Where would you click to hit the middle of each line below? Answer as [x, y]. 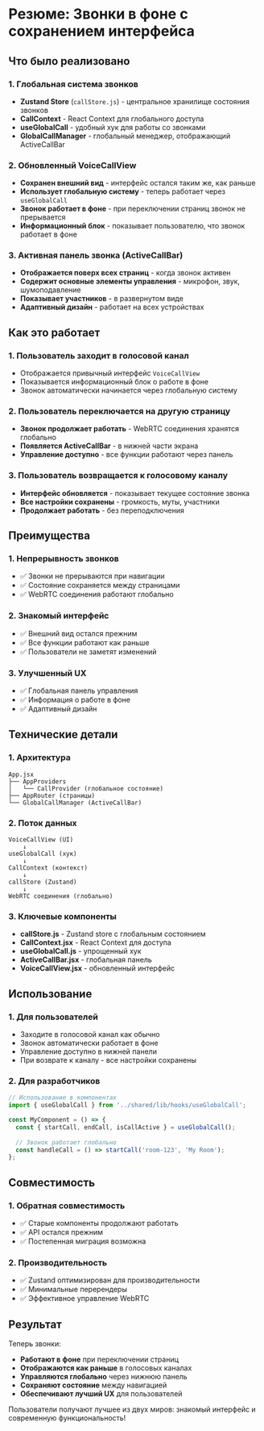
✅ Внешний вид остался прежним [78, 633]
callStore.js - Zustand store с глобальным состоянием [113, 934]
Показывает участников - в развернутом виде [101, 299]
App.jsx [21, 774]
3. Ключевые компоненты [62, 916]
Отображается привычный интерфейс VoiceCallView [110, 373]
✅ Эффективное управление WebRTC [85, 1299]
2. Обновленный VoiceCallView [72, 165]
